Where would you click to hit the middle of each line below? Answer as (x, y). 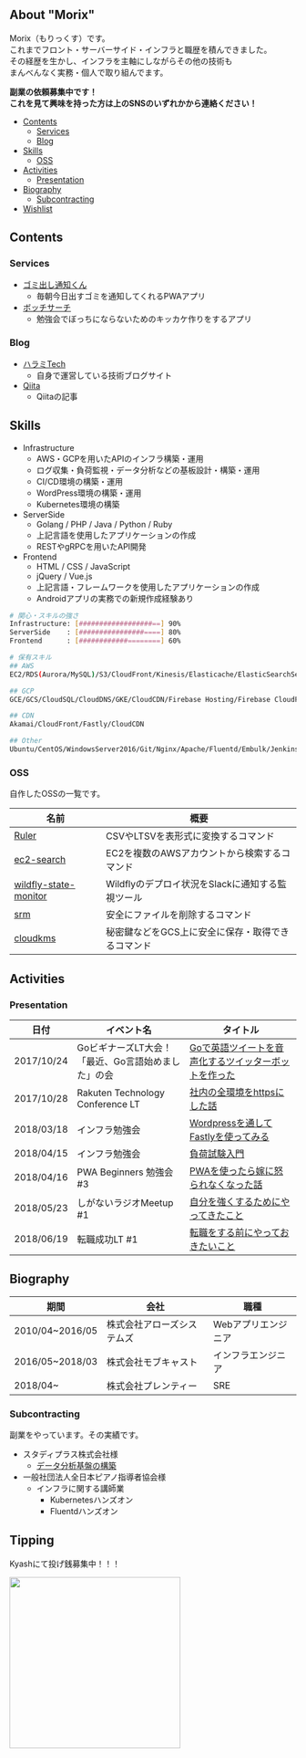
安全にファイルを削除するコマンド (179, 915)
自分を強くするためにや (240, 1201)
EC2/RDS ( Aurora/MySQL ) (52, 675)
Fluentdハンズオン (84, 1512)
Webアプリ (236, 1324)
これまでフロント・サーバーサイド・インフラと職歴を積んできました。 (141, 49)
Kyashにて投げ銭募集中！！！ (65, 1564)
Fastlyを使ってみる (230, 1136)
